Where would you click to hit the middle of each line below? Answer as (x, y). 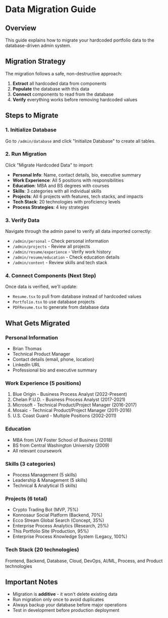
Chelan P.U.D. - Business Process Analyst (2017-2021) (69, 400)
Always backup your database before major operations (70, 605)
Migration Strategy (36, 61)
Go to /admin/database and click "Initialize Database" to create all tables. (80, 141)
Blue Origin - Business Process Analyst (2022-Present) (70, 394)
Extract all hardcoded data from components (60, 83)
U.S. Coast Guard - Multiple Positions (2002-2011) (65, 416)
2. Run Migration (26, 154)
